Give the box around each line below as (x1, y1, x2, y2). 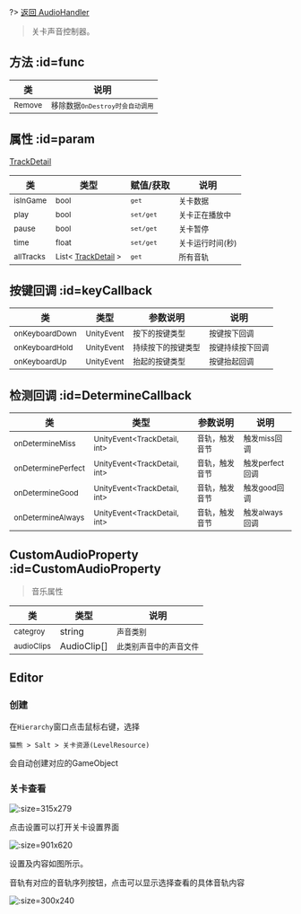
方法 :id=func (9, 55, 85, 70)
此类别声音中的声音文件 (116, 641, 200, 652)
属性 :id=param (9, 132, 96, 147)
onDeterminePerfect (13, 463, 85, 473)
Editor (9, 671, 44, 686)
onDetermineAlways (13, 513, 85, 523)
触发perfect (243, 458, 285, 469)
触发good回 (243, 483, 285, 493)
